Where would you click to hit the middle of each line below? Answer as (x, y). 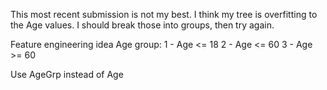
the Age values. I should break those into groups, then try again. (142, 25)
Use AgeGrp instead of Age (67, 74)
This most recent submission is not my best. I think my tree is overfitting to (164, 14)
